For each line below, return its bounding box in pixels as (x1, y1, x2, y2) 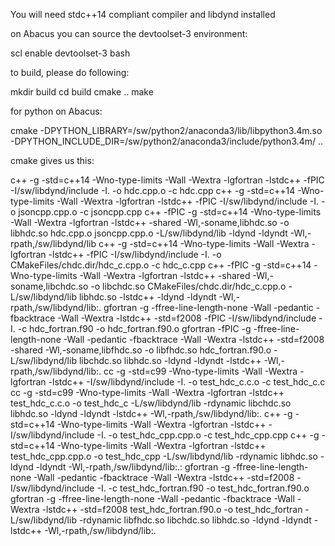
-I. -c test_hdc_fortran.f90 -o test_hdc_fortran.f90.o (96, 482, 310, 494)
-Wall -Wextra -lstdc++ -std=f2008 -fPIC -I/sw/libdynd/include (57, 312, 317, 324)
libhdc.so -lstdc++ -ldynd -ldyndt (78, 291, 217, 303)
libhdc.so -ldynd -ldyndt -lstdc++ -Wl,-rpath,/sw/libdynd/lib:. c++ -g (10, 408, 293, 419)
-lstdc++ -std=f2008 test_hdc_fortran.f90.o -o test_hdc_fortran (41, 504, 303, 515)
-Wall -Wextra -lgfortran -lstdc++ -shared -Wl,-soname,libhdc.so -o (10, 217, 290, 228)
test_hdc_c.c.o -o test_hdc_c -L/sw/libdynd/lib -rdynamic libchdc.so (10, 397, 292, 409)
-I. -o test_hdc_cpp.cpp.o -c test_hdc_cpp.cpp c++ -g (96, 429, 320, 441)
